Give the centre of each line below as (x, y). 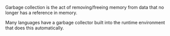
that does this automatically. (35, 28)
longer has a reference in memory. (41, 13)
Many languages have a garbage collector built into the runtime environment (85, 23)
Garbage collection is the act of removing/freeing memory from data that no (84, 7)
